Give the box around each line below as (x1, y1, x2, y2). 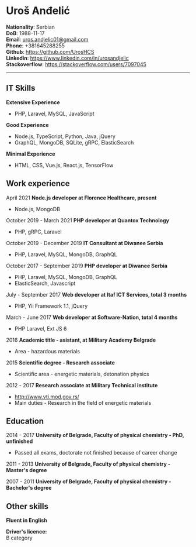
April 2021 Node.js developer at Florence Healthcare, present (6, 194, 157, 201)
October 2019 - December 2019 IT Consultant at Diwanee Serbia (6, 239, 163, 246)
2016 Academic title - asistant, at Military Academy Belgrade (6, 336, 156, 343)
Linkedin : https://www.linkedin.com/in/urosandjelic (6, 54, 129, 61)
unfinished (6, 438, 33, 445)
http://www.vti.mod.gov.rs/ (14, 393, 80, 400)
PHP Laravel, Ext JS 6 (14, 325, 67, 332)
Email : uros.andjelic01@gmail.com (6, 36, 89, 43)
